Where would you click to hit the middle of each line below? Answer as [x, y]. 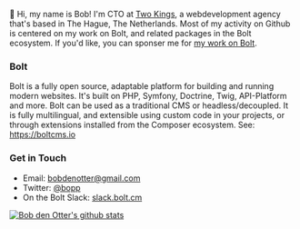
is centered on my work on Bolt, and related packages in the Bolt [130, 33]
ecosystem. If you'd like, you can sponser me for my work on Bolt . [133, 43]
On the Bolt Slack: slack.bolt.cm [82, 197]
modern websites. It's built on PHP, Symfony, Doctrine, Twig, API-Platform [149, 96]
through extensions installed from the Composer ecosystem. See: [132, 125]
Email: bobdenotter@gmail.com [81, 178]
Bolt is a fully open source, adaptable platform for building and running [142, 86]
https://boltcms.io [42, 134]
